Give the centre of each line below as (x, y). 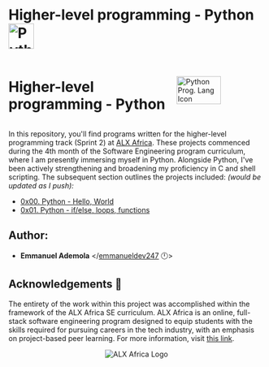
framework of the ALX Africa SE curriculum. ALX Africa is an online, (122, 312)
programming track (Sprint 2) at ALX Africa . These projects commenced (129, 142)
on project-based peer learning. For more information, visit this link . (121, 338)
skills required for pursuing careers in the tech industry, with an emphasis (131, 330)
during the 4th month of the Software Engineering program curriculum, (127, 151)
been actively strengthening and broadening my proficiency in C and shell (132, 168)
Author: (28, 236)
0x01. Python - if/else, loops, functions (85, 209)
